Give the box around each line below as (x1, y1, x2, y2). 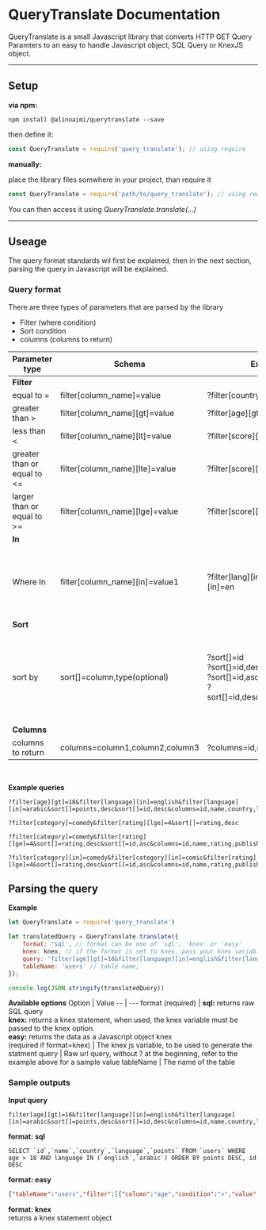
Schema (113, 358, 146, 369)
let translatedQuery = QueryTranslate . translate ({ (8, 933, 179, 941)
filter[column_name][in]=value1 (59, 576, 180, 587)
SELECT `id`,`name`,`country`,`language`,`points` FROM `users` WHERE (8, 1147, 246, 1155)
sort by (12, 671, 39, 682)
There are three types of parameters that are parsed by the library (8, 302, 224, 311)
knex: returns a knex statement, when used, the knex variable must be (8, 1015, 239, 1025)
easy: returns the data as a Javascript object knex (8, 1032, 173, 1042)
